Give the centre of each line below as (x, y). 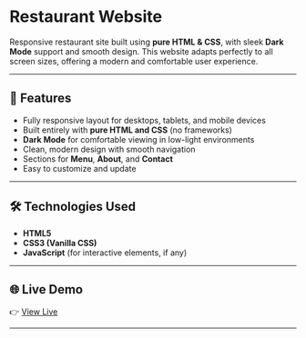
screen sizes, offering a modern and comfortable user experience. (134, 61)
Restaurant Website (86, 17)
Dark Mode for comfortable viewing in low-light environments (138, 139)
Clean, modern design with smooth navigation (109, 149)
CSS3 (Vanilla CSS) (60, 243)
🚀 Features (41, 99)
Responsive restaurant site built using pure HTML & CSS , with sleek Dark (147, 42)
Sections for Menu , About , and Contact (97, 159)
